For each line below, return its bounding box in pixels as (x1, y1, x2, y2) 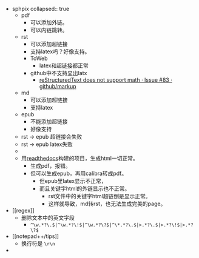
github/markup (39, 83, 77, 90)
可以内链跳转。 (30, 27, 68, 33)
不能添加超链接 (30, 118, 68, 125)
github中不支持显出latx (30, 70, 87, 76)
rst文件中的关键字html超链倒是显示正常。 (48, 193, 151, 199)
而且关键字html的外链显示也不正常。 (39, 185, 130, 192)
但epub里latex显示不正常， (39, 177, 107, 184)
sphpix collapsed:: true (12, 5, 70, 12)
